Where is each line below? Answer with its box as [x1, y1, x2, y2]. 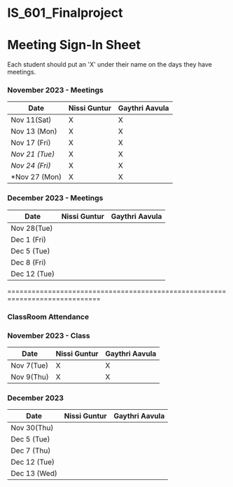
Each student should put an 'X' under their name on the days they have [7, 60, 212, 69]
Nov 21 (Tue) [10, 149, 55, 159]
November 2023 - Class [7, 331, 90, 340]
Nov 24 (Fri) [10, 161, 51, 171]
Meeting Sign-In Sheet [7, 37, 141, 53]
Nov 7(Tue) [10, 360, 49, 370]
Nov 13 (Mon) [10, 126, 57, 136]
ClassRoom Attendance [7, 312, 90, 321]
